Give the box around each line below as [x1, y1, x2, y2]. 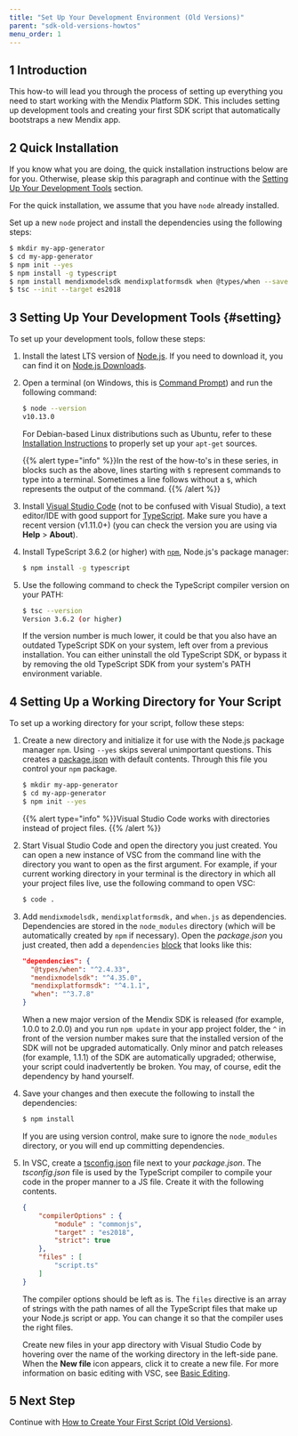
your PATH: [21, 589, 64, 600]
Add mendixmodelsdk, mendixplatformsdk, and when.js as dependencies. [21, 911, 287, 922]
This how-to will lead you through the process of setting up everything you [9, 86, 283, 97]
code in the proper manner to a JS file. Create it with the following [21, 1176, 264, 1187]
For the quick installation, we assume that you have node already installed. [9, 200, 280, 210]
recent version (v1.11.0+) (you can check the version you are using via [21, 520, 278, 530]
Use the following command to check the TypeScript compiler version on [21, 579, 290, 590]
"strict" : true [54, 1236, 111, 1246]
